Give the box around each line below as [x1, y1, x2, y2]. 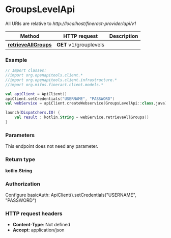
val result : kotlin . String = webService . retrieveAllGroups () [14, 115, 149, 120]
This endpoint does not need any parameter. [5, 143, 98, 149]
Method [20, 32, 40, 39]
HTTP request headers [5, 210, 63, 217]
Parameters [5, 131, 35, 139]
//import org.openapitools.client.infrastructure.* [5, 77, 117, 83]
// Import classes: [5, 68, 47, 73]
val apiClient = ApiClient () [5, 91, 67, 96]
